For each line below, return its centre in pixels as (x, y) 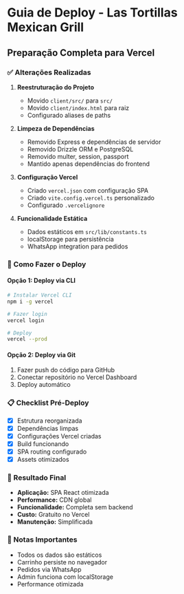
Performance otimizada (50, 584)
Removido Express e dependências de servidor (94, 142)
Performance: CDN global (54, 500)
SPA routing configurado (52, 452)
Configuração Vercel (47, 177)
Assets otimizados (43, 460)
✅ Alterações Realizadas (49, 72)
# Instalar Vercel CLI (39, 295)
